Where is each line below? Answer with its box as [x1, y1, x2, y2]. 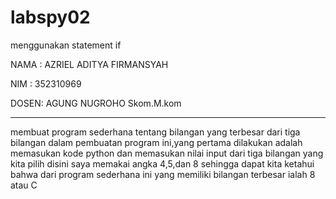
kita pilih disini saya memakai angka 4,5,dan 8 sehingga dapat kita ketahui [10, 157, 315, 170]
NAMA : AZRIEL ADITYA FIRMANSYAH [10, 58, 169, 70]
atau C [10, 179, 38, 191]
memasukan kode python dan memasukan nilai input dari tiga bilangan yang [10, 147, 324, 159]
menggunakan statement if [10, 39, 122, 51]
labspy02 [10, 6, 91, 29]
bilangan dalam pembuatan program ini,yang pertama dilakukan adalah [10, 136, 303, 148]
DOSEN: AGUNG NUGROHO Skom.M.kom [10, 97, 182, 109]
